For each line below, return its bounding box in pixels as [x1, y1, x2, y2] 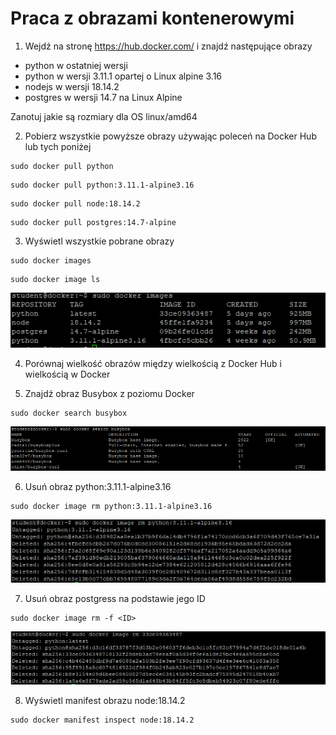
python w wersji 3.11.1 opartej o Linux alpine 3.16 [24, 70, 223, 82]
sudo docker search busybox [10, 408, 128, 418]
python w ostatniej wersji [24, 59, 128, 71]
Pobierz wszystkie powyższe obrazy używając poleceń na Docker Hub [24, 130, 317, 142]
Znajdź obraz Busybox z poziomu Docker [24, 387, 195, 399]
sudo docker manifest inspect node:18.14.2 [10, 715, 195, 726]
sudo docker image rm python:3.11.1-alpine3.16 [10, 501, 213, 511]
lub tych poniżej [24, 140, 92, 152]
